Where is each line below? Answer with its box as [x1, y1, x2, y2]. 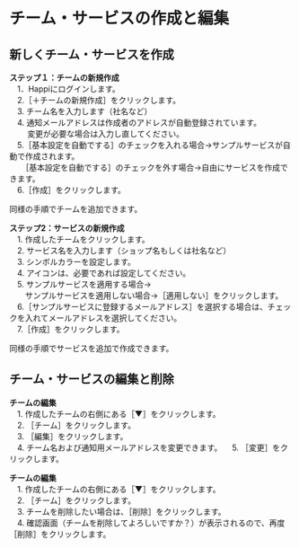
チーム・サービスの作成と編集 [9, 8, 230, 29]
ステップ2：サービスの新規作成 [9, 223, 125, 234]
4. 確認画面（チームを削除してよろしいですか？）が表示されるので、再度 [16, 517, 286, 528]
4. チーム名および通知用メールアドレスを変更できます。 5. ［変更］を [16, 442, 281, 453]
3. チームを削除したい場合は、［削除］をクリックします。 [16, 506, 226, 517]
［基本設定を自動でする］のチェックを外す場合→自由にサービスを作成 [24, 163, 281, 172]
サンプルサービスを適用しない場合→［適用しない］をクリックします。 [24, 290, 284, 301]
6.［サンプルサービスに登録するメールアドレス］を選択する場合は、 [16, 302, 268, 312]
